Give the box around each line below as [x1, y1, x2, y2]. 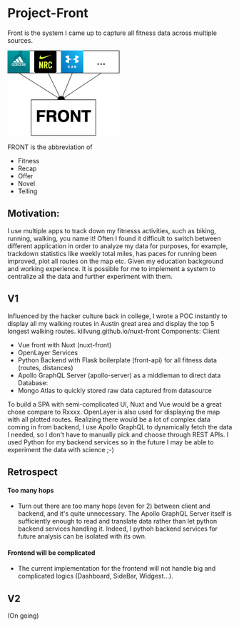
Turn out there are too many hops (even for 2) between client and [17, 501, 210, 511]
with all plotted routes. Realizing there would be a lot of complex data [7, 415, 210, 424]
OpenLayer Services [17, 348, 78, 357]
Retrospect [7, 466, 59, 478]
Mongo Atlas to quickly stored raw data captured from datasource [17, 386, 213, 394]
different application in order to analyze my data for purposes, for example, [7, 241, 228, 250]
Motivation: [7, 208, 60, 220]
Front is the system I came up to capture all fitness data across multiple [7, 29, 218, 37]
